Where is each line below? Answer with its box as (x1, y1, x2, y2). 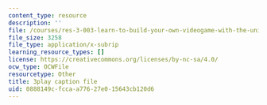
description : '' (8, 19, 62, 27)
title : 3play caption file (8, 77, 98, 85)
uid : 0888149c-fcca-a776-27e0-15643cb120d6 (8, 84, 155, 93)
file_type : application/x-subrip (8, 41, 119, 49)
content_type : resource (8, 11, 87, 20)
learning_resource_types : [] (8, 48, 105, 56)
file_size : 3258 (8, 33, 62, 42)
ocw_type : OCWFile (8, 63, 69, 71)
